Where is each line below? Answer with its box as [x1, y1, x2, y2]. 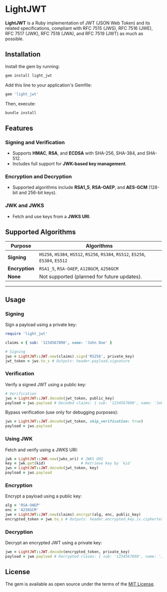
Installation [5, 50, 41, 59]
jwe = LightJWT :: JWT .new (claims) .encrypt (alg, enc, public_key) [5, 512, 141, 517]
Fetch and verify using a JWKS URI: [5, 446, 78, 453]
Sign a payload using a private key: [5, 322, 77, 328]
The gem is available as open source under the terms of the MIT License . [5, 581, 155, 587]
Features [5, 124, 33, 132]
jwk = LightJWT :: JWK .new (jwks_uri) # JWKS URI [5, 456, 103, 461]
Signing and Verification [5, 139, 65, 146]
